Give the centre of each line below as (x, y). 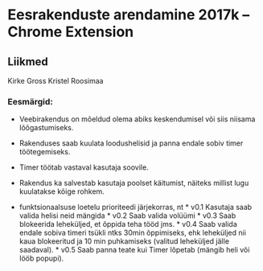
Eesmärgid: (31, 101)
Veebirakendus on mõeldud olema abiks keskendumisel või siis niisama (137, 119)
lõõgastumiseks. (46, 128)
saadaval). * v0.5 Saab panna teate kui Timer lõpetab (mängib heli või (134, 250)
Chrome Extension (71, 32)
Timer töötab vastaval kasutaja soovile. (84, 167)
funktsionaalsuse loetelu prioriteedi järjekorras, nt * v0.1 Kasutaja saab (136, 207)
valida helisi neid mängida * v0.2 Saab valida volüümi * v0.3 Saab (127, 216)
